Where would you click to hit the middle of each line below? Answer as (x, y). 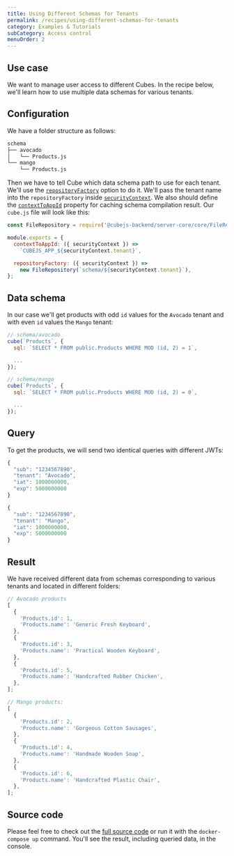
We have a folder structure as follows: (62, 130)
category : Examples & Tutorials (54, 26)
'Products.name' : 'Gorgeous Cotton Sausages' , (88, 728)
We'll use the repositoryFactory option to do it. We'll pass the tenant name (114, 190)
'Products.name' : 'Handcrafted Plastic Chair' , (90, 780)
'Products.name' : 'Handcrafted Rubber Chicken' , (92, 677)
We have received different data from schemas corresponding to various (111, 579)
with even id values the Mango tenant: (60, 322)
